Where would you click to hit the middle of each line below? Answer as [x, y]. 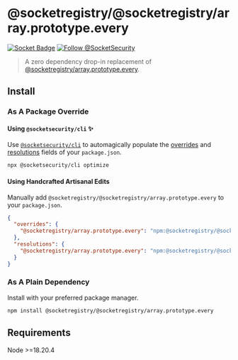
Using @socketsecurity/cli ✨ [50, 129]
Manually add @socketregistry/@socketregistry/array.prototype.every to [116, 197]
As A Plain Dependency [49, 282]
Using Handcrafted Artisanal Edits [58, 181]
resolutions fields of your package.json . [64, 152]
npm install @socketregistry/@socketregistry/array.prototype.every [110, 310]
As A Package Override [48, 111]
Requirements [39, 333]
